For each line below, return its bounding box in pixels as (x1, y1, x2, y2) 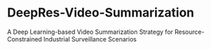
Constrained (7, 35, 43, 43)
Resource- (174, 28, 205, 36)
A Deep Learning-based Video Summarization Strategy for (7, 28, 174, 36)
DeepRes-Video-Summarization (7, 5, 194, 21)
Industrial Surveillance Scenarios (43, 35, 137, 43)
